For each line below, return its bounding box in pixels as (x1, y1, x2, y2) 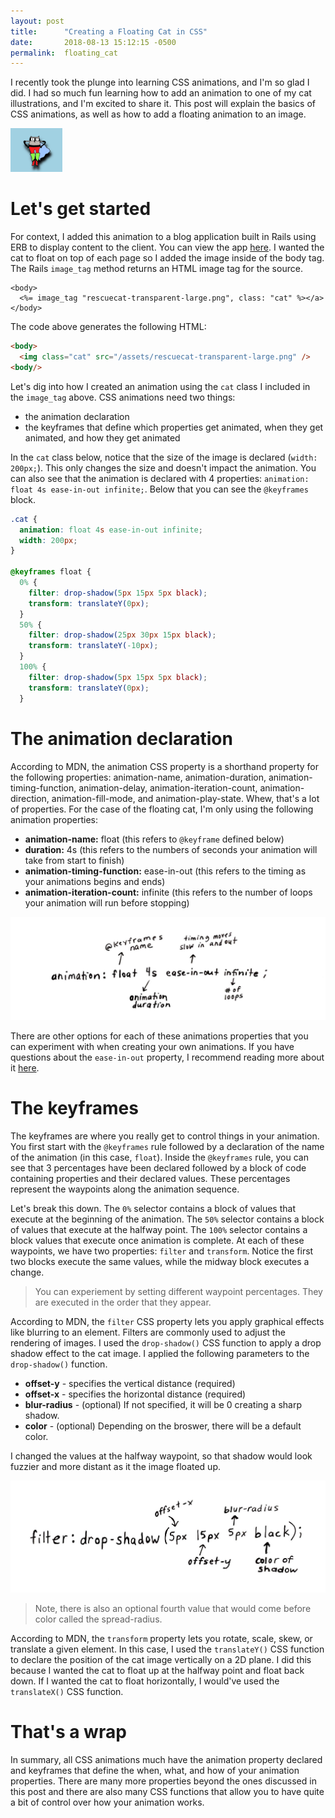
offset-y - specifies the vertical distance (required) (24, 1377, 236, 1389)
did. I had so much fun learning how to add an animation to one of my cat (10, 87, 312, 99)
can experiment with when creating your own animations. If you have (10, 1040, 295, 1052)
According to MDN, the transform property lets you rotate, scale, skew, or (10, 1632, 313, 1644)
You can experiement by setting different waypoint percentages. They (34, 1285, 323, 1297)
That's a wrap (10, 1720, 127, 1743)
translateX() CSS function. (10, 1685, 124, 1697)
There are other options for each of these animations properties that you (10, 1030, 309, 1042)
